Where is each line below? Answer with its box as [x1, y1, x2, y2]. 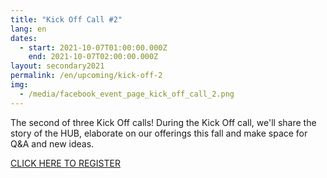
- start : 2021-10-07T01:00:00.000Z [19, 42, 168, 53]
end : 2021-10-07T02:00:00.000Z [28, 52, 159, 62]
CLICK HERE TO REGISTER [10, 157, 121, 169]
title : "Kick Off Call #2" [10, 14, 123, 25]
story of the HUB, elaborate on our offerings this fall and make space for [10, 127, 308, 139]
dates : [10, 33, 38, 43]
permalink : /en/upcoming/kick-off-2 [10, 71, 163, 81]
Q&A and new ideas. [10, 137, 95, 150]
